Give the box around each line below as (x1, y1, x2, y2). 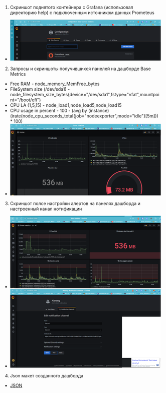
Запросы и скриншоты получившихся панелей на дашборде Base (10, 65, 151, 72)
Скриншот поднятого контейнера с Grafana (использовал (10, 5, 134, 10)
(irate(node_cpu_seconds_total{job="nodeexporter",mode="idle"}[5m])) (10, 113, 159, 119)
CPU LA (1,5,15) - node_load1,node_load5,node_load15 (10, 102, 122, 108)
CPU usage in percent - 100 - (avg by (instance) (10, 107, 109, 113)
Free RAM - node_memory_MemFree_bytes (10, 81, 100, 87)
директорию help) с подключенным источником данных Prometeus (10, 10, 154, 16)
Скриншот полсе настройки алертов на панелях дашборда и (10, 200, 140, 206)
